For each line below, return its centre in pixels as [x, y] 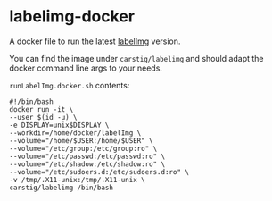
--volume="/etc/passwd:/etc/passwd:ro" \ [87, 156]
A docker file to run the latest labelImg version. [95, 41]
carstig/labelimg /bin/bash [62, 188]
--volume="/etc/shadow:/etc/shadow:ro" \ [87, 164]
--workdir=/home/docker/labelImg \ [75, 133]
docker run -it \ [41, 109]
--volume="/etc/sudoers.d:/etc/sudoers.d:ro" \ [99, 172]
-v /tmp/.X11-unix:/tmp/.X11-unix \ [77, 180]
